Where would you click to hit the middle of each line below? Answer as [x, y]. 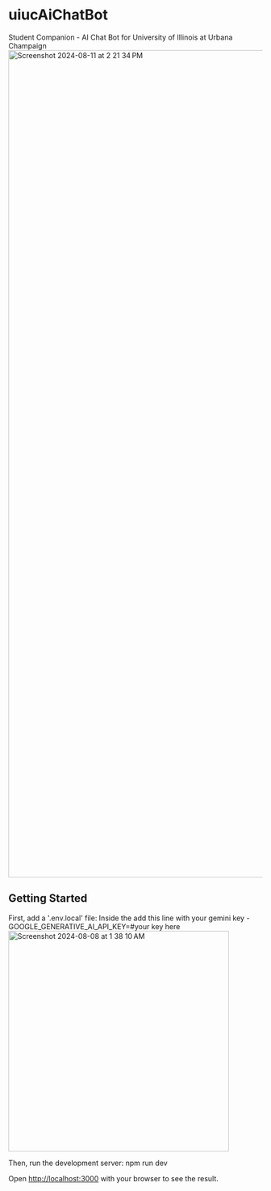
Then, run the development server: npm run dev [88, 1163]
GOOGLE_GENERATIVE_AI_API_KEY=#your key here [94, 926]
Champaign [27, 45]
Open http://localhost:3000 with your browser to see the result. [114, 1178]
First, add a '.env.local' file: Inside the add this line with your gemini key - [129, 918]
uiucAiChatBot [58, 15]
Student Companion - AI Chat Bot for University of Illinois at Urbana [121, 37]
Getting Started [48, 899]
